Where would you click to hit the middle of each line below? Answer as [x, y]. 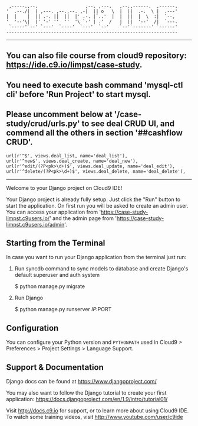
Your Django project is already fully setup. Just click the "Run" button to [93, 199]
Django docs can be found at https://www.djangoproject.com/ [82, 382]
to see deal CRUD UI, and [128, 124]
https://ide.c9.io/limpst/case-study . [74, 65]
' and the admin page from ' [83, 218]
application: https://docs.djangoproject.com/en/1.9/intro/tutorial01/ [87, 399]
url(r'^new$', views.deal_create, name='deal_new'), [72, 161]
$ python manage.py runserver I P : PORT [63, 309]
